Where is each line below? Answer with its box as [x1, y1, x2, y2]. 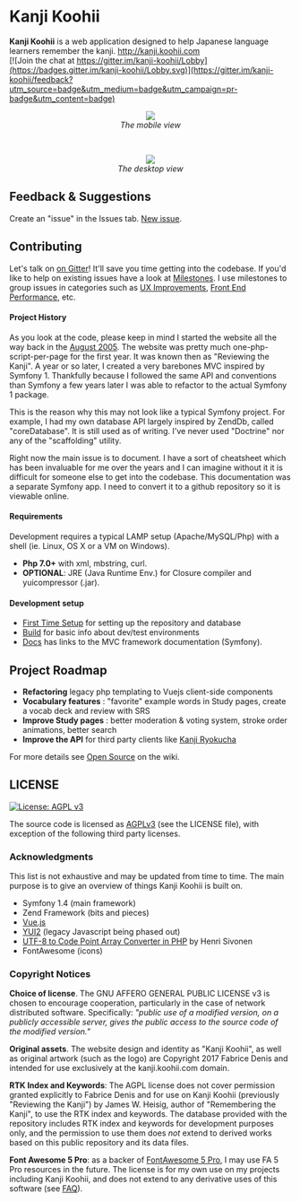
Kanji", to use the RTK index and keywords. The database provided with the [9, 1109, 287, 1119]
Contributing [9, 240, 82, 255]
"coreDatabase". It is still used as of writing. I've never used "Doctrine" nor [9, 425, 285, 436]
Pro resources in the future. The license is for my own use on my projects [9, 1164, 280, 1175]
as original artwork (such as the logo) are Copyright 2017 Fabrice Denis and [9, 1053, 288, 1064]
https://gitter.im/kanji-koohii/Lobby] [76, 55, 208, 65]
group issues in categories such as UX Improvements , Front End [9, 282, 246, 292]
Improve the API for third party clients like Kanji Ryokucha [21, 734, 237, 745]
